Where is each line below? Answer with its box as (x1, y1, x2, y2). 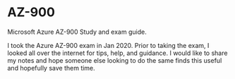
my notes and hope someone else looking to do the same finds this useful (7, 56, 222, 64)
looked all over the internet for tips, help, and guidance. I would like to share (7, 49, 228, 57)
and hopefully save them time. (7, 63, 95, 72)
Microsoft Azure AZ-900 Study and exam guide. (7, 28, 147, 36)
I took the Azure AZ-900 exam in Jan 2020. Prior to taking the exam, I (7, 41, 210, 49)
